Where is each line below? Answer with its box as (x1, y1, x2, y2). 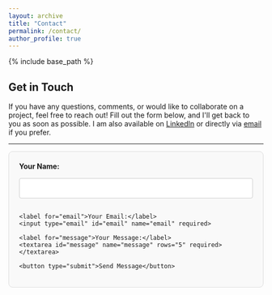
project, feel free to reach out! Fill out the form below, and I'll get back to (8, 110, 250, 120)
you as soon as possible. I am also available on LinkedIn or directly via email (8, 119, 261, 129)
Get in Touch (8, 80, 74, 94)
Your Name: (19, 161, 60, 171)
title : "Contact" (8, 19, 67, 28)
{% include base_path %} (8, 57, 94, 66)
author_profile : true (8, 34, 82, 43)
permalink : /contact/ (8, 27, 82, 35)
